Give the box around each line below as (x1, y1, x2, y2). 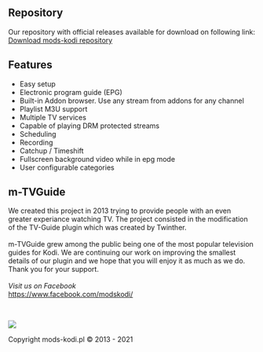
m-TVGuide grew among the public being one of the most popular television (8, 240, 254, 249)
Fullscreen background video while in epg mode (19, 154, 175, 163)
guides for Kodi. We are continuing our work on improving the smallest (8, 247, 236, 258)
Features (8, 58, 53, 71)
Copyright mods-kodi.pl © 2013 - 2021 (8, 335, 133, 344)
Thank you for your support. (8, 265, 100, 274)
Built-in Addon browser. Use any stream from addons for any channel (19, 96, 245, 105)
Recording (19, 137, 53, 147)
